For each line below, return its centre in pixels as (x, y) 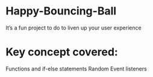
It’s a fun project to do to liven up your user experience (74, 28)
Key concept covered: (62, 52)
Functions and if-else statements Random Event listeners (76, 69)
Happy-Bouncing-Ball (61, 11)
